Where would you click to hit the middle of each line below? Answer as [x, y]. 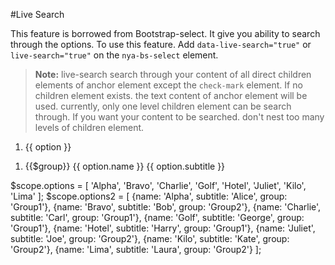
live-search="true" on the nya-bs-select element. [114, 55]
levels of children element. [89, 127]
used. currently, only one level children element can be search [163, 106]
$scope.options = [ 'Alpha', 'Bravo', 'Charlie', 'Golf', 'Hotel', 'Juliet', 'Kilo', [158, 185]
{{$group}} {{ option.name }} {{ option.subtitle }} [125, 166]
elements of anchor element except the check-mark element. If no [168, 85]
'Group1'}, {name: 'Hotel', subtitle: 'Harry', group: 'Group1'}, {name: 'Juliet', [163, 228]
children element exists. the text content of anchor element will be [171, 95]
